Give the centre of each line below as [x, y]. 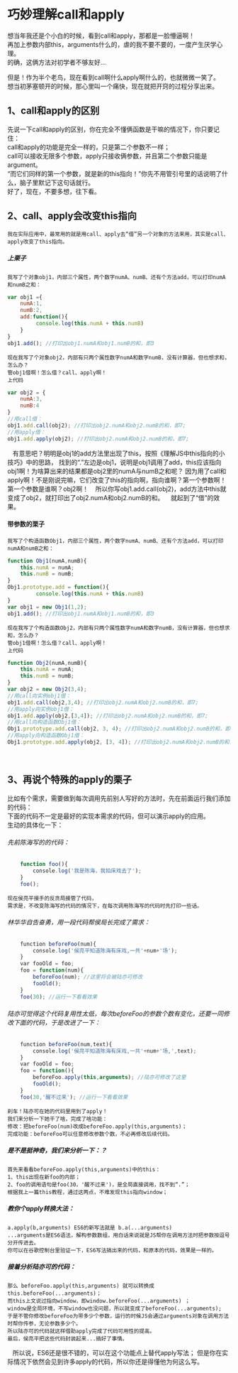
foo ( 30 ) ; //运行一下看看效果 [59, 997]
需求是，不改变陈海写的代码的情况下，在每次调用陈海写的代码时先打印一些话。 [105, 906]
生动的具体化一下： [35, 825]
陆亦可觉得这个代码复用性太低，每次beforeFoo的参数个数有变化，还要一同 [115, 1014]
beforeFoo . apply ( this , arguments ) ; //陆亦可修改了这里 [109, 1078]
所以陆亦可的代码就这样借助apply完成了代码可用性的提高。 [81, 1331]
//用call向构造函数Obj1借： [44, 722]
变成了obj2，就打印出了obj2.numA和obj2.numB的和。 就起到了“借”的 [110, 497]
